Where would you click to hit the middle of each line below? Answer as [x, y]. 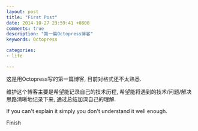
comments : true [25, 28]
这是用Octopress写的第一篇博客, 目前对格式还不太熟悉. [74, 79]
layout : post [22, 12]
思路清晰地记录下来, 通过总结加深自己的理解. [61, 99]
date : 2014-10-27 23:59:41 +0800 [48, 23]
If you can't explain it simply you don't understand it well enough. [87, 111]
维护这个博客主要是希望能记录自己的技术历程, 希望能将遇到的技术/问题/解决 [99, 92]
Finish [13, 123]
